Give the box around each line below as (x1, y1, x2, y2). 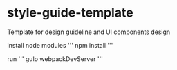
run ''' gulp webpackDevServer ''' (7, 54, 104, 63)
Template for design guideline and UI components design (7, 28, 171, 36)
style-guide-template (7, 5, 133, 21)
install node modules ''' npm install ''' (7, 41, 113, 49)
